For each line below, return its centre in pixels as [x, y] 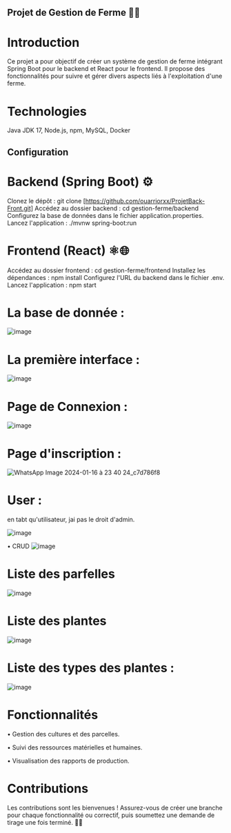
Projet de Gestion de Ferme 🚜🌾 [74, 13]
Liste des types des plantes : [91, 668]
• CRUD [18, 546]
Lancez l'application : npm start [52, 285]
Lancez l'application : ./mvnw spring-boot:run [72, 223]
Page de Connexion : [68, 407]
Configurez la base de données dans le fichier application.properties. [106, 215]
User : [25, 500]
